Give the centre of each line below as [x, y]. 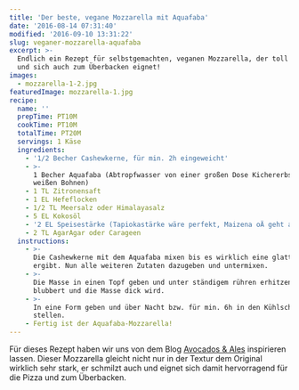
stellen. [49, 316]
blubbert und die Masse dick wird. [99, 290]
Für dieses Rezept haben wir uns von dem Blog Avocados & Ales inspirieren [148, 349]
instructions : [43, 241]
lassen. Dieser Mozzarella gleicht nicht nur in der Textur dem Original [136, 358]
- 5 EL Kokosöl [53, 216]
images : [24, 76]
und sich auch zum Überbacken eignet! [89, 68]
